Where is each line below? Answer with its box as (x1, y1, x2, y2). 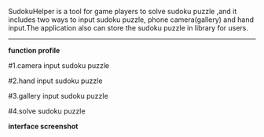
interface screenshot (8, 121, 79, 131)
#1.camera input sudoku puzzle (8, 61, 110, 70)
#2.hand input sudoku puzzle (8, 76, 103, 85)
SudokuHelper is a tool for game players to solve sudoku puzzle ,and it (8, 7, 237, 16)
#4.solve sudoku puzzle (8, 106, 86, 116)
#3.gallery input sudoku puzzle (8, 92, 108, 100)
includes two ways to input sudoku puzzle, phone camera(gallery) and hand (8, 15, 254, 24)
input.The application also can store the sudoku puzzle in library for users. (8, 23, 249, 32)
